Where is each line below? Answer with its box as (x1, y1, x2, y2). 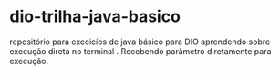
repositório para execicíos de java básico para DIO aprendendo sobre (9, 36, 271, 47)
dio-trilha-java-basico (9, 6, 181, 27)
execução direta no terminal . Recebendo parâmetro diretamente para (9, 45, 272, 56)
